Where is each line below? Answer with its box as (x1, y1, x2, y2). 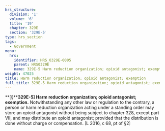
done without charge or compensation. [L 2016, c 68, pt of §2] (5, 120, 131, 126)
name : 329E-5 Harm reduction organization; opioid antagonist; (14, 67, 146, 72)
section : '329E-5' (9, 30, 48, 35)
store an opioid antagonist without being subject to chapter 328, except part (5, 109, 160, 116)
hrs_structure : (5, 7, 36, 12)
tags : (5, 39, 16, 44)
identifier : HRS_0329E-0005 (14, 58, 71, 63)
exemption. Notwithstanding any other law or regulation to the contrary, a (5, 99, 155, 105)
